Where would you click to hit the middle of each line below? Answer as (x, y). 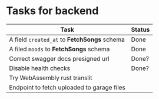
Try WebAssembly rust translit (51, 78)
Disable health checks (40, 68)
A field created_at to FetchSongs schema (67, 39)
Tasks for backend (52, 11)
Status (140, 29)
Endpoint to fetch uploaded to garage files (67, 87)
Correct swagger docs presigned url (59, 58)
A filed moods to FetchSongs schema (59, 49)
